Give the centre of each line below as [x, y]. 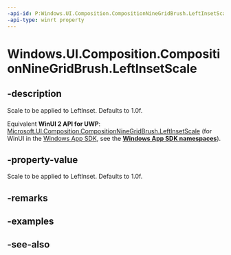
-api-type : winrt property [46, 20]
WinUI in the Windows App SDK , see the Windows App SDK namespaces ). [114, 138]
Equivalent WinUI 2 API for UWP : [54, 124]
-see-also [29, 245]
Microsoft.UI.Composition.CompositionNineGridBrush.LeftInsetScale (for [110, 131]
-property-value [43, 160]
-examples [31, 222]
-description [34, 94]
